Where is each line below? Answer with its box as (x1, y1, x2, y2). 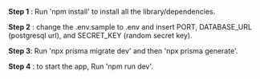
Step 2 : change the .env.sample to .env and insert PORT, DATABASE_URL (8, 22, 253, 31)
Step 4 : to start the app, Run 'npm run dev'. (8, 61, 154, 71)
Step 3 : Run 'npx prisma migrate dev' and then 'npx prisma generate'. (8, 46, 238, 55)
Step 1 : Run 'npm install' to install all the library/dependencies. (8, 7, 216, 16)
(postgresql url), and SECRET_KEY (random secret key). (8, 31, 193, 40)
